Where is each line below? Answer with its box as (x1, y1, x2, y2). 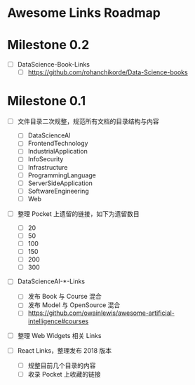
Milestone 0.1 (7, 93, 86, 109)
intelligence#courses (27, 317, 89, 325)
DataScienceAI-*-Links (17, 277, 86, 285)
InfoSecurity (27, 155, 64, 163)
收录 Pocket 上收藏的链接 (27, 370, 101, 378)
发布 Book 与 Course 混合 (27, 292, 102, 301)
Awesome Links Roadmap (7, 5, 161, 21)
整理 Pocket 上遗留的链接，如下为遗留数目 (17, 209, 140, 218)
